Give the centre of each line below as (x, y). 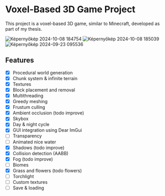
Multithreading (28, 96)
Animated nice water (34, 142)
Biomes (21, 165)
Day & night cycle (31, 125)
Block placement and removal (44, 90)
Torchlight (23, 176)
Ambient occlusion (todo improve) (48, 113)
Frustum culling (29, 107)
